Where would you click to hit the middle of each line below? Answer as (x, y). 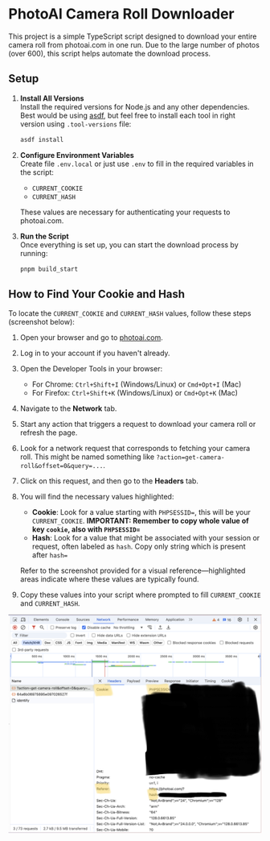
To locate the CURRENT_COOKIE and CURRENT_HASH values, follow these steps (130, 313)
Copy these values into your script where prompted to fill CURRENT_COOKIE (140, 595)
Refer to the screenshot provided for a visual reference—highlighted (133, 571)
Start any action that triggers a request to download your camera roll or (138, 425)
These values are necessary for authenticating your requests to (125, 212)
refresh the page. (49, 433)
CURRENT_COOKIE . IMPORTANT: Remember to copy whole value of (140, 521)
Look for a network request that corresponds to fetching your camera (135, 449)
